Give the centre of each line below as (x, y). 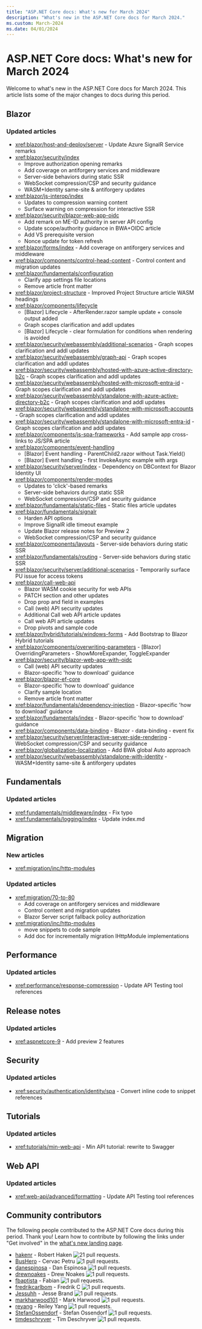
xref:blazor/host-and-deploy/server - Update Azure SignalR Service (99, 144)
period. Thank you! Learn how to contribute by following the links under (95, 1236)
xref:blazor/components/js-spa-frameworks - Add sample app (93, 434)
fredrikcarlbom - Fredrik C (47, 1287)
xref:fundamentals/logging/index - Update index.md (80, 818)
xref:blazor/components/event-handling (65, 447)
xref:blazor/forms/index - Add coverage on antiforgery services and (99, 247)
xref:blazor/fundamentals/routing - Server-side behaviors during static (103, 557)
